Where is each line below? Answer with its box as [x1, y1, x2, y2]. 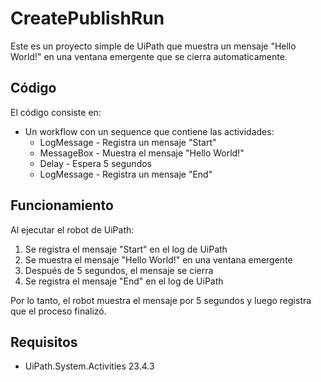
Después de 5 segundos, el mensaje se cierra [24, 264, 214, 276]
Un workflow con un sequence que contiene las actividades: [24, 125, 275, 137]
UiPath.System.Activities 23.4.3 [24, 360, 155, 372]
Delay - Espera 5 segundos [39, 157, 152, 169]
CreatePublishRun [10, 7, 165, 30]
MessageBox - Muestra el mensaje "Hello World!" [39, 147, 245, 159]
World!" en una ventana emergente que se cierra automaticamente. [10, 50, 288, 62]
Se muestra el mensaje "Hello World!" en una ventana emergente [24, 253, 293, 266]
